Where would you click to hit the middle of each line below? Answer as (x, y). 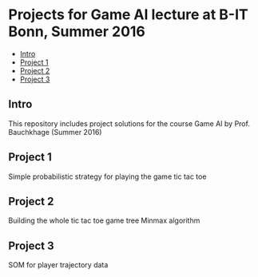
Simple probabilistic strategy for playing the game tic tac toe (107, 176)
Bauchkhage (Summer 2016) (55, 132)
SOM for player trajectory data (58, 265)
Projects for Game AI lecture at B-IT (129, 15)
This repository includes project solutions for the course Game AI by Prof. (129, 123)
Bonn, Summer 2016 (77, 32)
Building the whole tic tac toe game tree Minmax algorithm (104, 220)
